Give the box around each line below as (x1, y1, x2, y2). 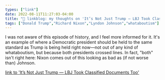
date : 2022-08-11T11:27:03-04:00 (5, 12, 74, 17)
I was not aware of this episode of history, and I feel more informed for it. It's (5, 34, 160, 40)
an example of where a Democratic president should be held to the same (5, 40, 152, 45)
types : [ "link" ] (5, 7, 38, 12)
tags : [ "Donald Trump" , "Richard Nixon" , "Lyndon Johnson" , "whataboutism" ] (5, 20, 160, 26)
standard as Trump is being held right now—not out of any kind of (5, 44, 138, 50)
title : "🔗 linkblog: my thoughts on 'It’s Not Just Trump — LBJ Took (5, 16, 151, 21)
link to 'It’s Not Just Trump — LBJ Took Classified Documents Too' (5, 69, 139, 76)
